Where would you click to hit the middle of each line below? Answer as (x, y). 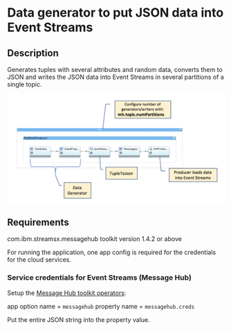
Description (33, 53)
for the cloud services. (39, 260)
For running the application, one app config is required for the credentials (112, 252)
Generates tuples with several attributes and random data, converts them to (115, 70)
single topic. (25, 84)
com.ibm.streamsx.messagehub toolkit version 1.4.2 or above (94, 239)
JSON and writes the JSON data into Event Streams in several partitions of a (116, 77)
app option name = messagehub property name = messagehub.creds (101, 306)
